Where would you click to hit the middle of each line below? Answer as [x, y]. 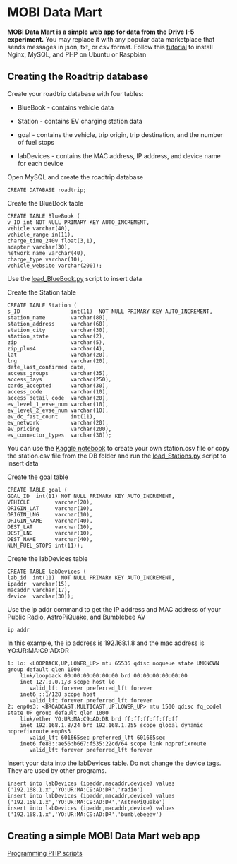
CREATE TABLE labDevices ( [47, 572]
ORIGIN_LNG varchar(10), [50, 514]
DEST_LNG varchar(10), [50, 533]
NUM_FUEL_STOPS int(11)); [45, 545]
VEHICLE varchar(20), [50, 502]
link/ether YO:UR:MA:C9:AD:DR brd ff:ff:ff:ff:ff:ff [99, 719]
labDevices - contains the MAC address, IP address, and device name [119, 155]
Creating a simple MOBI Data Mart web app [104, 836]
